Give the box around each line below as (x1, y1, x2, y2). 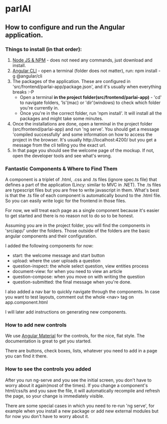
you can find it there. (5, 353, 48, 359)
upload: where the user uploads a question (12, 258, 101, 264)
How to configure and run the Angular (5, 23, 125, 31)
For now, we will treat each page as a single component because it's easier (5, 207, 160, 213)
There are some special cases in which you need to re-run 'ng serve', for (5, 402, 155, 408)
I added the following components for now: (5, 243, 94, 249)
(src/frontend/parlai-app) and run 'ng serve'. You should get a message (12, 126, 160, 132)
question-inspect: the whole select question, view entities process (12, 263, 149, 269)
